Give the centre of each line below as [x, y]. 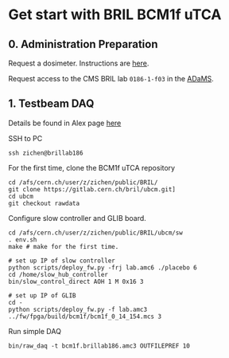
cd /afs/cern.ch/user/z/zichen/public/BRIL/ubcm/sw [95, 233]
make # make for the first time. [64, 246]
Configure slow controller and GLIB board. [78, 218]
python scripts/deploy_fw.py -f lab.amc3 [78, 309]
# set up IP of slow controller [62, 261]
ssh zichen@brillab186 [46, 153]
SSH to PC [25, 138]
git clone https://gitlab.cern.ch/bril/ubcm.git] [92, 189]
